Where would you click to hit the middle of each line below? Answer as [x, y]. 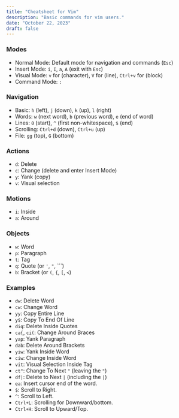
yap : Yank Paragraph [40, 339]
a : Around [27, 218]
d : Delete [26, 164]
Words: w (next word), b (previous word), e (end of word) [84, 116]
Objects [18, 234]
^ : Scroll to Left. [34, 396]
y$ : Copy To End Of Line [45, 320]
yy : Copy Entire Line [40, 313]
